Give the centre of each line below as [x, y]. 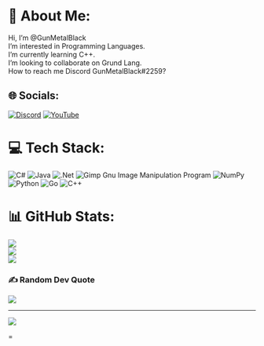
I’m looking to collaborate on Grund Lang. [75, 63]
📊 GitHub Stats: [62, 216]
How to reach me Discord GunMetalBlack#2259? [87, 71]
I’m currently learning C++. [52, 54]
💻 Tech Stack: [57, 148]
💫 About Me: [49, 16]
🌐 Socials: [34, 96]
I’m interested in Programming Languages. [77, 46]
